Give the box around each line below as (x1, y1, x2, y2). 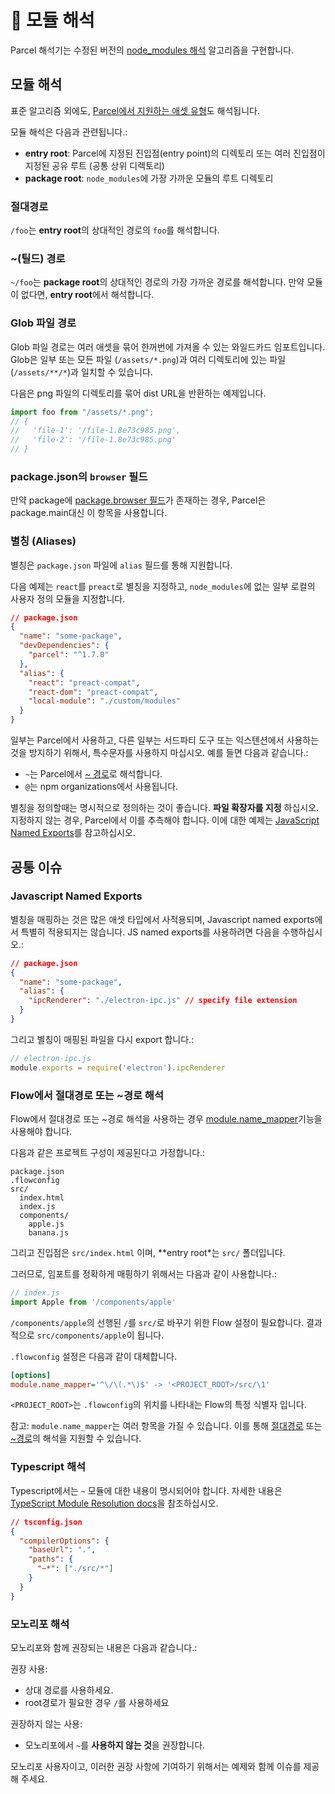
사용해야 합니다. (10, 1125, 73, 1137)
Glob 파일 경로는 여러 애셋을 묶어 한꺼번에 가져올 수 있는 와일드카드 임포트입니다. (10, 341, 326, 353)
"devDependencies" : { (19, 641, 110, 651)
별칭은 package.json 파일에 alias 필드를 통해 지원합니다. (10, 559, 233, 571)
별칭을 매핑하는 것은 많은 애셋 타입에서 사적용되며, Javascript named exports (10, 913, 315, 925)
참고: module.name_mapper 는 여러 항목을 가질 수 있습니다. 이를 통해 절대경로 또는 (10, 1420, 323, 1432)
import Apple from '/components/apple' (10, 1297, 177, 1307)
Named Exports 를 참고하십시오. (10, 827, 136, 839)
